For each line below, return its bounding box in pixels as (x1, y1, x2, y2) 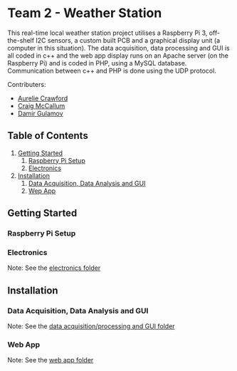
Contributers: (7, 80, 46, 88)
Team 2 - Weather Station (7, 5, 162, 21)
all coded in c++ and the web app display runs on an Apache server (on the (7, 51, 229, 60)
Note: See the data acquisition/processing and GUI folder (7, 322, 176, 330)
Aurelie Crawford (17, 94, 68, 103)
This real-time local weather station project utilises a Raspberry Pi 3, (7, 28, 208, 37)
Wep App (28, 187, 56, 195)
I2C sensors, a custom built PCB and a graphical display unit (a (35, 36, 221, 44)
